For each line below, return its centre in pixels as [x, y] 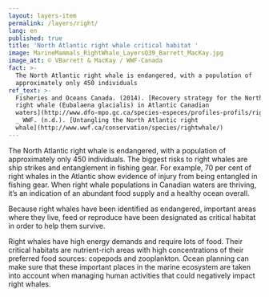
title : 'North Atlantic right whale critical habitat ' [103, 46]
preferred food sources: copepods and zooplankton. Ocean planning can [129, 258]
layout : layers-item [43, 16]
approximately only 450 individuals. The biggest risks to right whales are [128, 159]
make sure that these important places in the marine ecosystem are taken [130, 266]
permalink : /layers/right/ [53, 23]
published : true [35, 38]
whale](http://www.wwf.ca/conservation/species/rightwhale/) [120, 128]
